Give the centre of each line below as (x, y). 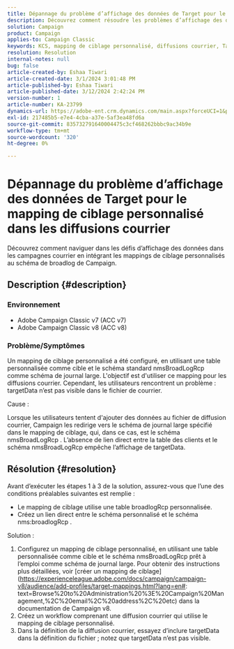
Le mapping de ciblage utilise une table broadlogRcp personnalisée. (115, 506)
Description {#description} (67, 285)
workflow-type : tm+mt (39, 131)
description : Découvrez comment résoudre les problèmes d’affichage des (115, 20)
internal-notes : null (39, 59)
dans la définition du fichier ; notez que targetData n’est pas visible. (114, 638)
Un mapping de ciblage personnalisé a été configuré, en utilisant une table (114, 361)
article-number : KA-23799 (45, 105)
